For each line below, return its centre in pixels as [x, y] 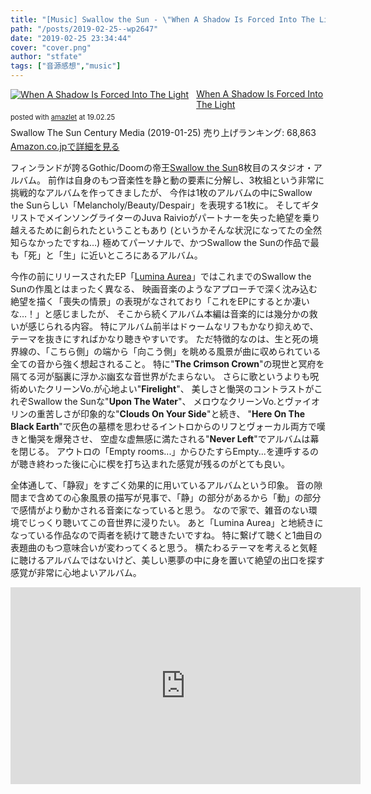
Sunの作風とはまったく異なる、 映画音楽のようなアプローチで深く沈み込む [164, 288]
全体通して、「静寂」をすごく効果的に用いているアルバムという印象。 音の [162, 485]
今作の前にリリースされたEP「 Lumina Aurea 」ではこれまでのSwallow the [161, 276]
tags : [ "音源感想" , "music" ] [66, 66]
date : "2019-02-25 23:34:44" [71, 38]
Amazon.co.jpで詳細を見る [65, 146]
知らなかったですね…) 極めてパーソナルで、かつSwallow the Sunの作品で [160, 242]
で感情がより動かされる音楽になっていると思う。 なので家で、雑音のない [159, 510]
